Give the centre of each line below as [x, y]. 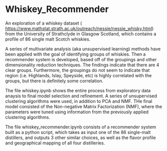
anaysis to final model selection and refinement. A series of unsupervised [81, 96]
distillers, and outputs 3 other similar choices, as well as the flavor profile [81, 137]
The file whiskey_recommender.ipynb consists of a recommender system [81, 127]
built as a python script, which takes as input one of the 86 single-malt [78, 132]
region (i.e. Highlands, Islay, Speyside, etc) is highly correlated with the [78, 75]
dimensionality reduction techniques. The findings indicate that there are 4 [82, 65]
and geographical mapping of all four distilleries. [55, 143]
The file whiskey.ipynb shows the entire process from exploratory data [78, 90]
